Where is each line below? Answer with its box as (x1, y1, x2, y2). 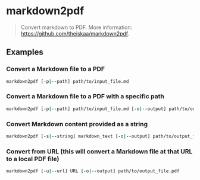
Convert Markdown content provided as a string (6, 120, 148, 128)
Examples (6, 47, 43, 57)
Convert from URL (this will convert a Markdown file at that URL (6, 147, 193, 155)
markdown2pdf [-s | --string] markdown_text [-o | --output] (6, 133, 151, 139)
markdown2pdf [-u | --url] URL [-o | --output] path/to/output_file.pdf (6, 168, 180, 174)
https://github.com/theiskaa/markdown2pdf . (20, 30, 130, 37)
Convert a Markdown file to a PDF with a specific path (6, 92, 165, 101)
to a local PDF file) (6, 155, 60, 163)
